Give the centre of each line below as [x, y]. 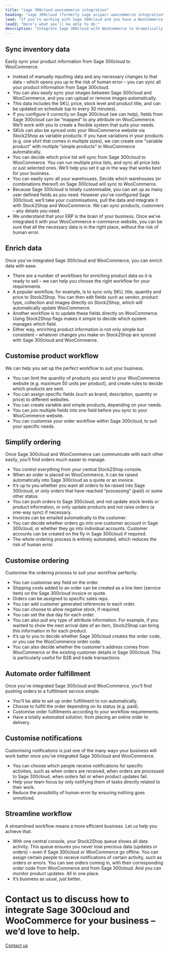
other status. [26, 496]
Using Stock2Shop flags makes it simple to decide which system [79, 319]
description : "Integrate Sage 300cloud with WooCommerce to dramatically [84, 29]
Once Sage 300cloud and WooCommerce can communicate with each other [84, 454]
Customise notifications [44, 738]
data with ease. [21, 265]
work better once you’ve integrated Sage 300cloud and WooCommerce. [80, 756]
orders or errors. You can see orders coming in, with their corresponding [88, 863]
